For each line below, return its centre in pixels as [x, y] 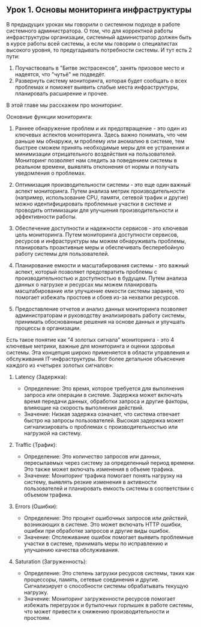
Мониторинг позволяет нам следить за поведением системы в [96, 160]
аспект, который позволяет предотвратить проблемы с [86, 271]
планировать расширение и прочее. [61, 93]
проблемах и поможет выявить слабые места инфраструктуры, [97, 87]
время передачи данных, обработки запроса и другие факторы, [106, 401]
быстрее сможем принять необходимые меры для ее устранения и [102, 147]
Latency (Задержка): [41, 377]
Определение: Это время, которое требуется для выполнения [104, 388]
